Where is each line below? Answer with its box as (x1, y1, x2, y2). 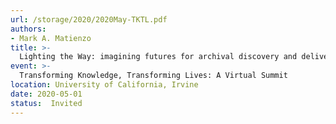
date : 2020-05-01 (10, 89, 83, 99)
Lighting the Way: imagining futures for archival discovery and (19, 52, 298, 62)
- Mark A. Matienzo (10, 33, 92, 43)
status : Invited (10, 98, 83, 108)
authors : (10, 24, 47, 34)
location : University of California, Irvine (10, 80, 199, 90)
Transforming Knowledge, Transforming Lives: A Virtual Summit (19, 71, 288, 81)
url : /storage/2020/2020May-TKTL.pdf (10, 14, 168, 25)
